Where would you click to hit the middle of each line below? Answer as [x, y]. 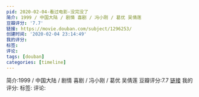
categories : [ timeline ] [36, 62]
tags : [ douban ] [25, 57]
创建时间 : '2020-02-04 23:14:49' [47, 34]
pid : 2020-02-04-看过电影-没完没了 [47, 12]
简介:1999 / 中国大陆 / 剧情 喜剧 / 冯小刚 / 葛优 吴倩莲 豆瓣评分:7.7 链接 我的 [100, 80]
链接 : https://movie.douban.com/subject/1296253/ [69, 29]
